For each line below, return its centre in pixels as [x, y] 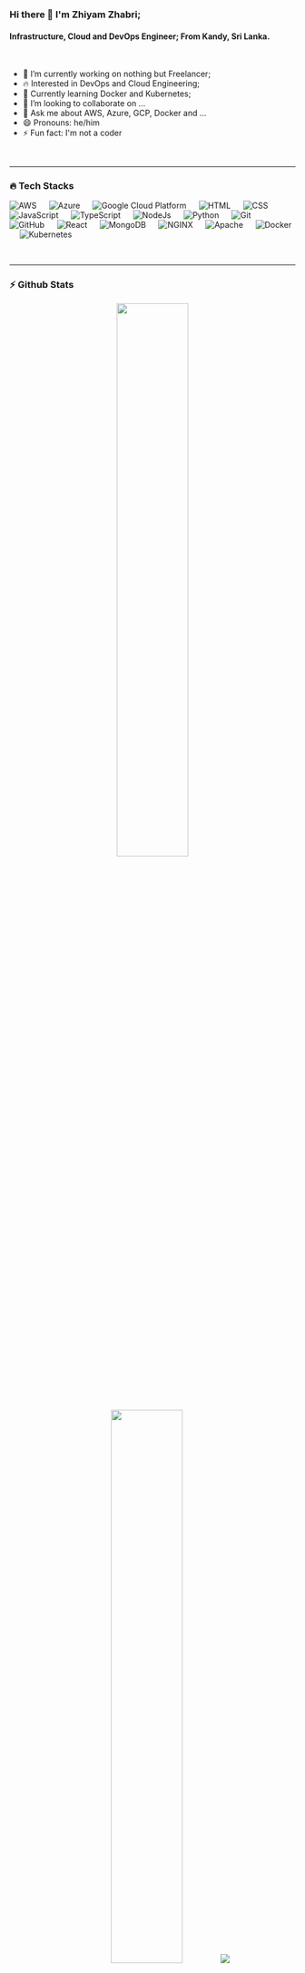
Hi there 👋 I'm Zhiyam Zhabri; [75, 15]
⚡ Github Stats [42, 285]
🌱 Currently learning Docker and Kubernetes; [107, 94]
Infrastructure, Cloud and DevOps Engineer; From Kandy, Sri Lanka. [140, 36]
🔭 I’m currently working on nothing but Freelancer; [117, 74]
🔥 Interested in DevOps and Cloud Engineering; [111, 84]
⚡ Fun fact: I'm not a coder [72, 133]
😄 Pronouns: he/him [61, 123]
